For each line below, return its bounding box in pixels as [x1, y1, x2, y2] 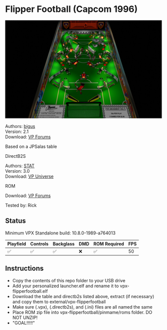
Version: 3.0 [5, 168, 30, 174]
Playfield [7, 241, 26, 247]
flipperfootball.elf [12, 288, 48, 294]
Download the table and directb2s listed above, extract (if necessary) [12, 293, 155, 299]
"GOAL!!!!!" [12, 320, 35, 326]
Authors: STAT [5, 163, 35, 169]
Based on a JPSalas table [5, 143, 57, 149]
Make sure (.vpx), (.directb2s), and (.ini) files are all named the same [12, 304, 153, 310]
